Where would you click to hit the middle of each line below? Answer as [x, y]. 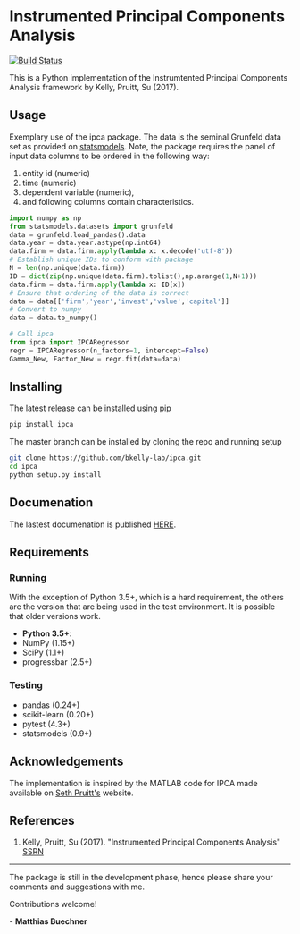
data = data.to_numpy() [54, 318]
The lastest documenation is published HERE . [93, 524]
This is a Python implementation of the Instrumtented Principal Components [149, 77]
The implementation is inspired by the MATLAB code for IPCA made [133, 783]
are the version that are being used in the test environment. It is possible [142, 607]
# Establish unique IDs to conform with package [101, 260]
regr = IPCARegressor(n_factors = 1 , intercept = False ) [109, 351]
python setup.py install [55, 475]
